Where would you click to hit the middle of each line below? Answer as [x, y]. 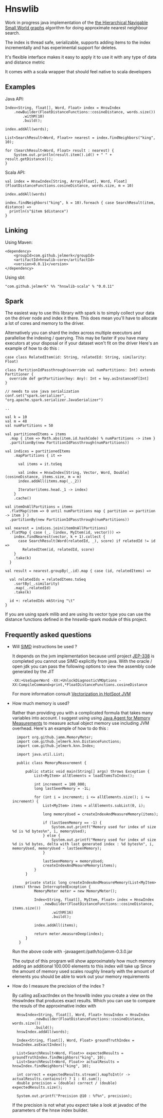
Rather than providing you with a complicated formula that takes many [82, 713]
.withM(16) [63, 913]
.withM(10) [34, 116]
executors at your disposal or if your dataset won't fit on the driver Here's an [82, 343]
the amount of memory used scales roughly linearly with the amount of [83, 971]
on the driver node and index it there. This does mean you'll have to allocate [81, 318]
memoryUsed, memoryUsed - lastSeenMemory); [57, 848]
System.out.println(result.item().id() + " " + [63, 155]
